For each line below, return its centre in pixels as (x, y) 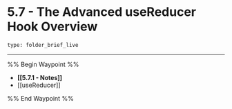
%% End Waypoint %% (40, 98)
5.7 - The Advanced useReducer (102, 12)
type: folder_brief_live (43, 45)
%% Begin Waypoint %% (43, 64)
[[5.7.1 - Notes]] (40, 77)
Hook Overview (52, 27)
